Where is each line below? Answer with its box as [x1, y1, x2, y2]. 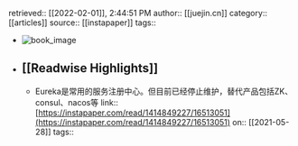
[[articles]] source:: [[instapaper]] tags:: [8, 17, 156, 28]
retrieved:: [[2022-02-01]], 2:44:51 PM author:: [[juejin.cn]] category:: [8, 8, 268, 18]
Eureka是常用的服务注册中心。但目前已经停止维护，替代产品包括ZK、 [34, 86, 293, 96]
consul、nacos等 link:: [34, 96, 118, 107]
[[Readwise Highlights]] [21, 60, 159, 76]
